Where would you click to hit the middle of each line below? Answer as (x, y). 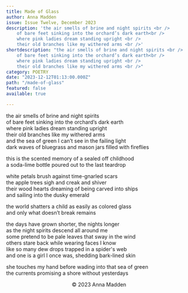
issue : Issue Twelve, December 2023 (51, 22)
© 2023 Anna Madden (99, 284)
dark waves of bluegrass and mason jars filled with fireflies (77, 147)
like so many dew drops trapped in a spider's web (67, 249)
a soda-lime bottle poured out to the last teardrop (66, 164)
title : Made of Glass (33, 11)
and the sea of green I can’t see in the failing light (66, 141)
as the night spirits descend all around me (57, 230)
